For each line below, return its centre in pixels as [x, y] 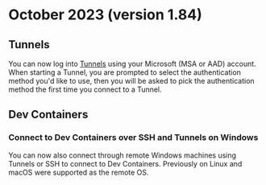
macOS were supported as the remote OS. [79, 172]
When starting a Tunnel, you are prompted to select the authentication [125, 72]
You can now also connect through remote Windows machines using [122, 155]
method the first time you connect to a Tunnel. [85, 89]
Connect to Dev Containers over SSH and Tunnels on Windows [133, 138]
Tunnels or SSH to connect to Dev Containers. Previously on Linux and [125, 163]
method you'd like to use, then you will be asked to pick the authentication [132, 81]
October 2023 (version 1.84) [106, 15]
